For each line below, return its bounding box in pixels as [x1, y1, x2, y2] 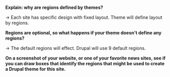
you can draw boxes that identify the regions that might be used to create [5, 61, 165, 66]
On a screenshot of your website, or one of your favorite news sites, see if [5, 55, 166, 61]
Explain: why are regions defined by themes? [5, 5, 103, 10]
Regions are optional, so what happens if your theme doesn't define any [5, 30, 162, 35]
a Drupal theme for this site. [5, 66, 66, 72]
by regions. [5, 20, 29, 26]
